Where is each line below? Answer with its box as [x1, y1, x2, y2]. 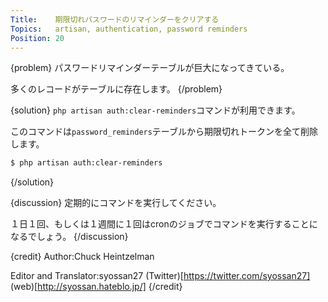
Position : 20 [10, 33, 65, 43]
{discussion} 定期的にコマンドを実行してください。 [10, 197, 222, 209]
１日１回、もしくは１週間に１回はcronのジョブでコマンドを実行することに [10, 218, 318, 230]
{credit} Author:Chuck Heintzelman [10, 251, 155, 263]
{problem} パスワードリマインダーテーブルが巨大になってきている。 [10, 62, 290, 74]
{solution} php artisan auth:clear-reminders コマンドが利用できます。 [10, 104, 301, 116]
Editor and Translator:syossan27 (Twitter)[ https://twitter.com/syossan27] [10, 270, 311, 282]
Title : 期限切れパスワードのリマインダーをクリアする [10, 14, 220, 25]
